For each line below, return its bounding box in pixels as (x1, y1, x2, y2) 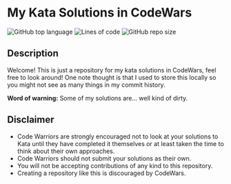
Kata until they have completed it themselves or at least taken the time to (17, 139, 224, 147)
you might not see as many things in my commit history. (7, 81, 165, 89)
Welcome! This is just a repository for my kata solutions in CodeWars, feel (7, 65, 217, 74)
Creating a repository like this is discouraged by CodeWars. (17, 169, 186, 177)
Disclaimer (7, 114, 54, 125)
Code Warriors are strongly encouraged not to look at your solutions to (17, 132, 219, 141)
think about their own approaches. (17, 147, 115, 155)
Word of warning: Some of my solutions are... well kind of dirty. (7, 94, 188, 102)
